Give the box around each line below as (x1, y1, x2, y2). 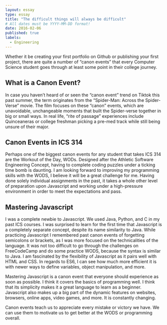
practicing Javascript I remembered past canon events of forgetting (5, 232, 145, 238)
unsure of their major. (5, 123, 49, 130)
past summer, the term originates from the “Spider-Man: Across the (5, 97, 144, 103)
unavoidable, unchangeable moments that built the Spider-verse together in (5, 108, 161, 114)
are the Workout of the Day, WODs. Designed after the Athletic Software (5, 157, 153, 163)
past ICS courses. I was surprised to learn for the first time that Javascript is (5, 222, 162, 228)
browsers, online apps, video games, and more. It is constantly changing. (5, 295, 156, 301)
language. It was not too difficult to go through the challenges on (5, 243, 139, 249)
